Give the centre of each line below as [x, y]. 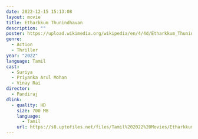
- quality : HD [29, 105]
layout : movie [24, 17]
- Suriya [22, 72]
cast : [13, 67]
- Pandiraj [25, 94]
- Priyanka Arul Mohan [39, 77]
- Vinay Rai [26, 83]
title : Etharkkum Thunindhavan [44, 22]
